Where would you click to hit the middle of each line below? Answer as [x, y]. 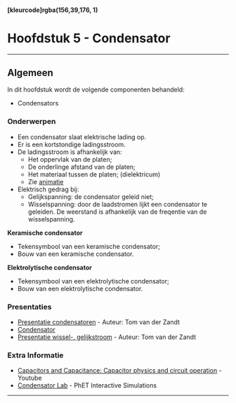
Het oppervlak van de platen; [70, 159]
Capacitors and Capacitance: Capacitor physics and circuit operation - [120, 371]
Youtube [29, 378]
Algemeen [31, 73]
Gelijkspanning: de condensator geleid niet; [91, 196]
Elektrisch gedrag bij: [48, 189]
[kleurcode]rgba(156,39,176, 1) [53, 10]
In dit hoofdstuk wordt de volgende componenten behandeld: [96, 90]
